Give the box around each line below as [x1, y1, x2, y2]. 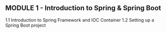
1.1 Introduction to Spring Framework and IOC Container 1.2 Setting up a [5, 17, 154, 23]
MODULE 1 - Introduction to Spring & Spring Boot [5, 4, 161, 12]
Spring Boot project [5, 22, 46, 28]
